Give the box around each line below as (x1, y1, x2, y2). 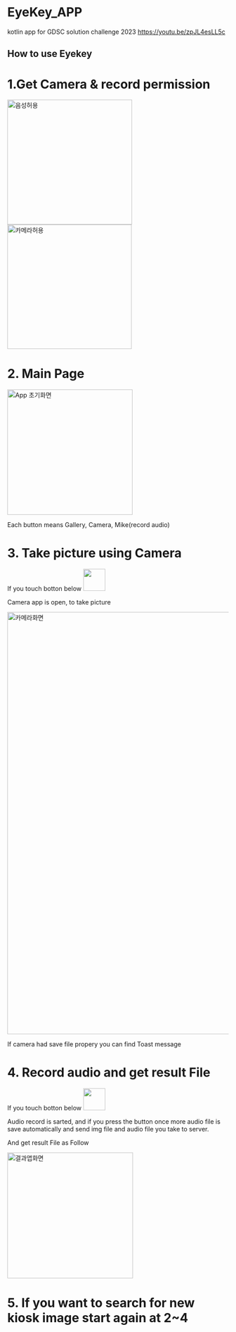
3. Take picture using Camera (7, 545, 182, 562)
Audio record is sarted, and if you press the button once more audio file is (7, 1117, 221, 1126)
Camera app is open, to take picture (7, 598, 111, 607)
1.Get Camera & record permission (7, 76, 211, 92)
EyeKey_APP (7, 4, 83, 20)
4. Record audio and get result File (7, 1065, 211, 1081)
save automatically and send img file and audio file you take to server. (7, 1125, 209, 1134)
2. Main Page (7, 366, 85, 382)
